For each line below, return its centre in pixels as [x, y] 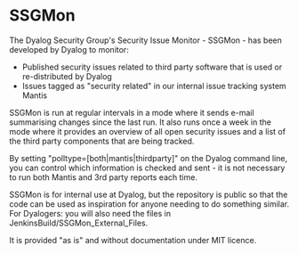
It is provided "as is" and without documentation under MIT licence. [133, 240]
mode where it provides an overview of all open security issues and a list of [148, 131]
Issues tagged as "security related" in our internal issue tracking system [154, 86]
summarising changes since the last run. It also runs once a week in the [140, 122]
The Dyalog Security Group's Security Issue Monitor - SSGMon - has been [146, 40]
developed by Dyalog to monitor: [69, 49]
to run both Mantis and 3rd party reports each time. [104, 177]
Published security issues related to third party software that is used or [152, 67]
